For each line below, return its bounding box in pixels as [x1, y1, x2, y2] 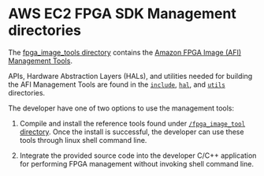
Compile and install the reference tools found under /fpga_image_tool [19, 118, 246, 128]
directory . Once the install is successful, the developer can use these [19, 127, 244, 137]
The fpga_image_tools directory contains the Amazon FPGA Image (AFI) [8, 47, 242, 57]
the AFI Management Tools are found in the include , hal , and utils [8, 80, 226, 89]
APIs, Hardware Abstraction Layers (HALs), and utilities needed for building [8, 71, 253, 81]
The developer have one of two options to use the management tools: [8, 103, 235, 113]
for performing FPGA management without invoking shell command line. [19, 159, 255, 168]
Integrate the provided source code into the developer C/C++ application [19, 151, 257, 160]
